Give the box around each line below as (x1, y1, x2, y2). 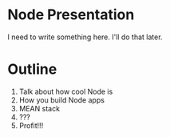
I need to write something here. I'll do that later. (7, 32, 163, 42)
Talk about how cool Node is (18, 87, 113, 96)
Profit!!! (18, 120, 44, 130)
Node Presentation (7, 6, 135, 24)
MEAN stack (18, 103, 61, 113)
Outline (7, 60, 57, 79)
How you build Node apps (18, 95, 105, 105)
